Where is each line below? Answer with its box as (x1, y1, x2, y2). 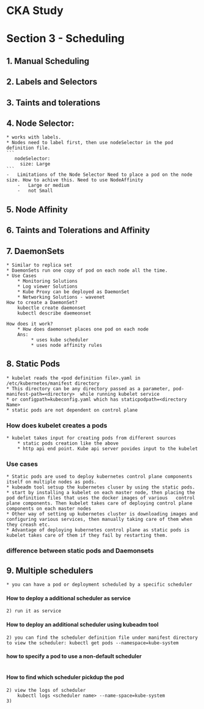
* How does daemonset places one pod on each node (17, 326, 149, 332)
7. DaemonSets (6, 245, 65, 256)
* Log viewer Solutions (17, 283, 78, 289)
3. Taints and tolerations (6, 97, 101, 107)
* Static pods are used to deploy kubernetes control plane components (6, 474, 192, 480)
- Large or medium (17, 183, 70, 189)
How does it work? (6, 321, 53, 327)
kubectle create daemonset (17, 305, 86, 311)
